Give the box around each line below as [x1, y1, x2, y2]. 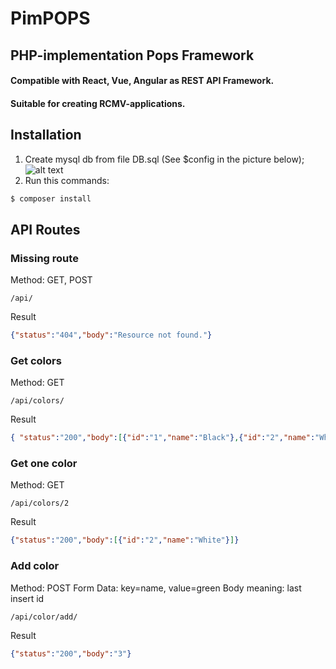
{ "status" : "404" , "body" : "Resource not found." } [10, 330, 213, 341]
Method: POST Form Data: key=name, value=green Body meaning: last [10, 582, 302, 594]
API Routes [10, 221, 81, 238]
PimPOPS [10, 7, 91, 30]
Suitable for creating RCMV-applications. [10, 97, 186, 109]
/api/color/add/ [10, 612, 78, 622]
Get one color [10, 457, 78, 471]
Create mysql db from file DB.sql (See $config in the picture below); [24, 153, 305, 165]
